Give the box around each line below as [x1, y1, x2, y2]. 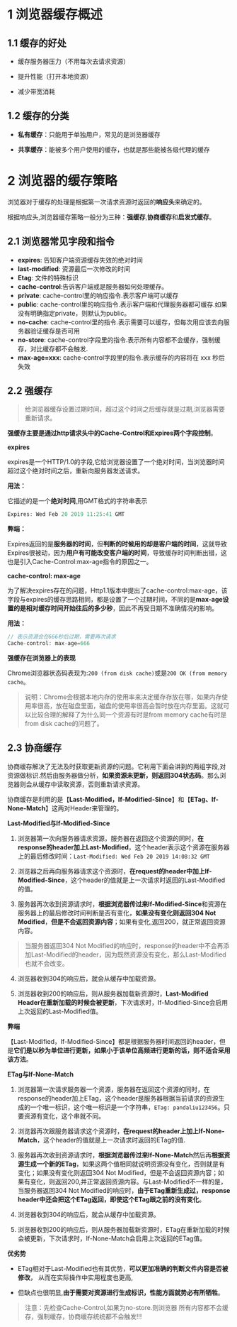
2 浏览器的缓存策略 [7, 173, 118, 189]
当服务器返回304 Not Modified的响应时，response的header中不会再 [24, 941, 224, 949]
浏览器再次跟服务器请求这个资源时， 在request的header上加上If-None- [17, 1126, 225, 1135]
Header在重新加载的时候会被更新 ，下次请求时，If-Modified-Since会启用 [17, 998, 229, 1006]
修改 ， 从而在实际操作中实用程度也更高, [17, 1273, 133, 1282]
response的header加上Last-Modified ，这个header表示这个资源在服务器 [17, 842, 230, 852]
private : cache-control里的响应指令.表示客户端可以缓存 [17, 291, 179, 299]
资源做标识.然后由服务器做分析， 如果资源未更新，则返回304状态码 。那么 [7, 771, 220, 779]
